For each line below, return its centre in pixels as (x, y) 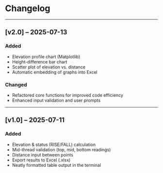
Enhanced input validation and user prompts (56, 100)
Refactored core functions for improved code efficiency (68, 95)
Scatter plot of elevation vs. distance (49, 67)
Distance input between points (43, 155)
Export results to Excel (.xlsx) (41, 160)
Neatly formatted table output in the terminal (56, 165)
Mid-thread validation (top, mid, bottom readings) (61, 149)
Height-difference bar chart (40, 62)
